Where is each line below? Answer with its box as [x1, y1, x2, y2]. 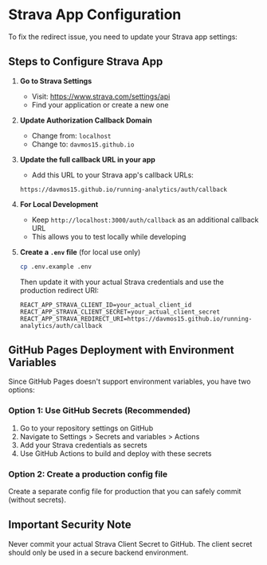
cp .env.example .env [19, 263, 92, 271]
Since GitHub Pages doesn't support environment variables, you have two [8, 376, 251, 387]
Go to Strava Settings [19, 76, 92, 85]
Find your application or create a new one [31, 99, 169, 109]
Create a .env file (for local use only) [19, 247, 141, 256]
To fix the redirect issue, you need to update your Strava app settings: [8, 32, 238, 41]
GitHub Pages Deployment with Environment [8, 344, 234, 357]
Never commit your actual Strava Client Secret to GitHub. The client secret [8, 539, 253, 548]
